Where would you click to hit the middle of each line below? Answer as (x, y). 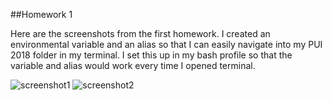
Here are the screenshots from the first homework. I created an (140, 33)
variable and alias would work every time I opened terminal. (133, 65)
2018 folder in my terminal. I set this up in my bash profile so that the (151, 55)
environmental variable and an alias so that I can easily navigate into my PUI (166, 44)
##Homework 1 (41, 14)
